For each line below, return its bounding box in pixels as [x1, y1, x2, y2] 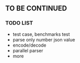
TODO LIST [5, 19, 33, 27]
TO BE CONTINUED [5, 4, 67, 13]
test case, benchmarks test [12, 31, 70, 37]
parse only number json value [12, 36, 75, 43]
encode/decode [12, 42, 47, 48]
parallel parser [12, 47, 43, 53]
